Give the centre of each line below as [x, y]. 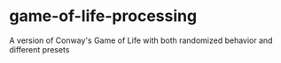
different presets [39, 49]
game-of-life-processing [103, 16]
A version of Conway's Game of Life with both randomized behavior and [141, 40]
